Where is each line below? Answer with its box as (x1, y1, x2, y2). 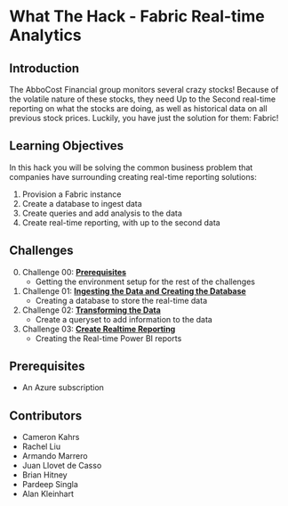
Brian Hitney (21, 469, 68, 480)
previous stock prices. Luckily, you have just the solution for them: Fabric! (9, 113, 279, 123)
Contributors (9, 408, 83, 423)
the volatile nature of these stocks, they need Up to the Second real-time (9, 94, 276, 104)
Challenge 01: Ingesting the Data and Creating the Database (21, 285, 246, 296)
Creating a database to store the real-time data (35, 295, 207, 306)
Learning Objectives (9, 138, 124, 153)
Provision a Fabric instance (21, 189, 122, 200)
